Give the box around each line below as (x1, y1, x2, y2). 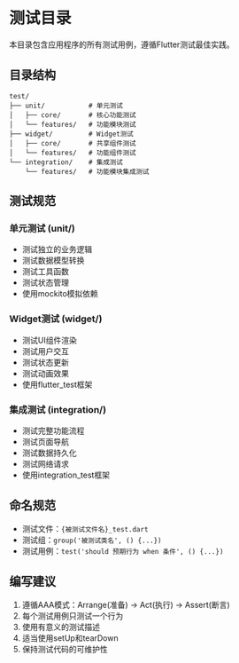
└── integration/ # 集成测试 (9, 157, 124, 167)
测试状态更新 (21, 357, 69, 367)
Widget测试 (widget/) (9, 312, 103, 325)
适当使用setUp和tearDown (21, 632, 119, 643)
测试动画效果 (21, 367, 69, 378)
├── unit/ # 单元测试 (9, 101, 124, 110)
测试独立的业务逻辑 (21, 244, 93, 255)
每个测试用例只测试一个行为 (21, 610, 124, 621)
